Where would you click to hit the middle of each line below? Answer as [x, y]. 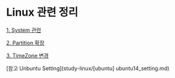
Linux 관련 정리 [42, 12]
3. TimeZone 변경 [28, 55]
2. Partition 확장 [26, 43]
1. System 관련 [24, 30]
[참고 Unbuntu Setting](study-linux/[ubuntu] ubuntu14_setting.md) [88, 68]
